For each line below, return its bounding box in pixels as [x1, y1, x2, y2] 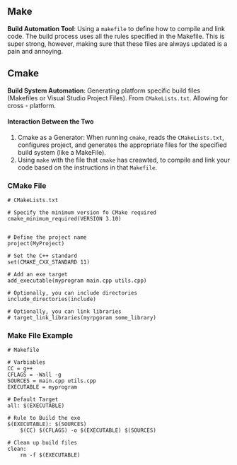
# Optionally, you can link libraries [7, 308, 122, 315]
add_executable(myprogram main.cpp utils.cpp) [7, 277, 147, 285]
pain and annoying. [7, 47, 64, 55]
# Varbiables [7, 359, 46, 366]
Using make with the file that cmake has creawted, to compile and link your [17, 155, 231, 164]
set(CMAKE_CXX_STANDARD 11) [7, 259, 91, 266]
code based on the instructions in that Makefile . [17, 163, 158, 172]
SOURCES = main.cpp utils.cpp [7, 377, 97, 384]
